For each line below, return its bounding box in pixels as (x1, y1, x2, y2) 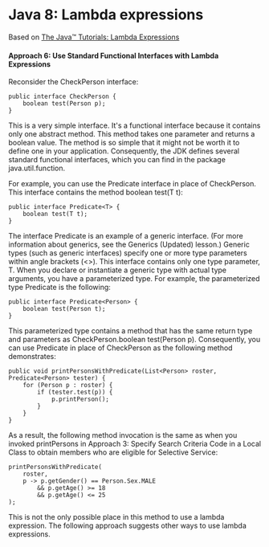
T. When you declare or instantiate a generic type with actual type (8, 265, 227, 275)
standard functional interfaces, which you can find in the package (8, 155, 226, 165)
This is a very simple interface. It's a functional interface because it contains (8, 120, 261, 130)
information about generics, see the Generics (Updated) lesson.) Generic (8, 239, 251, 250)
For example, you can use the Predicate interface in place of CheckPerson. (8, 179, 257, 189)
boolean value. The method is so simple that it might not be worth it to (8, 138, 240, 148)
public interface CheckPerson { (8, 92, 116, 101)
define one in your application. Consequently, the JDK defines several (8, 146, 239, 156)
